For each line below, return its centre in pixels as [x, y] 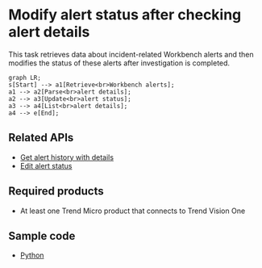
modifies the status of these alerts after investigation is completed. [119, 63]
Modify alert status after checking [125, 15]
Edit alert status [46, 165]
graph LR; [25, 77]
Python [32, 255]
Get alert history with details [67, 157]
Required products [56, 191]
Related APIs [41, 138]
